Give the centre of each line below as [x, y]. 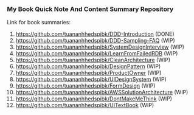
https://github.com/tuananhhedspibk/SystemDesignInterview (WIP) [100, 47]
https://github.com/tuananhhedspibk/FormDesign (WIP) [85, 86]
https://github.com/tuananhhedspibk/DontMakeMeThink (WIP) [94, 99]
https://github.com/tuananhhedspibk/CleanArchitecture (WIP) [93, 60]
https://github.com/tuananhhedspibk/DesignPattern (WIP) [88, 66]
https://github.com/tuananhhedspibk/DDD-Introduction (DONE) [95, 34]
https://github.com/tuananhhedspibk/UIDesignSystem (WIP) [91, 79]
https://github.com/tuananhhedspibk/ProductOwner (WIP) [88, 73]
